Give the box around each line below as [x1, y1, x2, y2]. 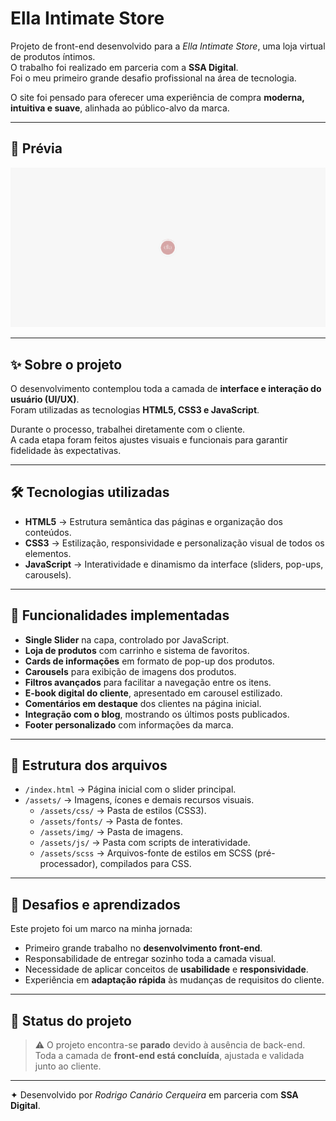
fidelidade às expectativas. [10, 444, 122, 456]
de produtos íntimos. [10, 50, 96, 62]
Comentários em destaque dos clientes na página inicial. [24, 697, 262, 709]
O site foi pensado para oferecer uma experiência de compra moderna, [10, 91, 305, 103]
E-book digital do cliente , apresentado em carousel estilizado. [24, 687, 283, 699]
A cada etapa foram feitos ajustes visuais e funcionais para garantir [10, 433, 288, 446]
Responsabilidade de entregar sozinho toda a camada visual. [24, 953, 277, 965]
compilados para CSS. [99, 858, 192, 870]
